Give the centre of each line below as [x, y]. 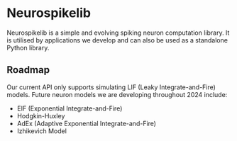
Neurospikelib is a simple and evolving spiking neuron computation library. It [118, 33]
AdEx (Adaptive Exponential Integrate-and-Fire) [87, 123]
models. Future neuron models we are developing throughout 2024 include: [117, 94]
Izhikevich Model [42, 131]
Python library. [28, 47]
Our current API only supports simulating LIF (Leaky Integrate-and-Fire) [111, 87]
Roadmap [28, 70]
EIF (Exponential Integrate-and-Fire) [70, 108]
